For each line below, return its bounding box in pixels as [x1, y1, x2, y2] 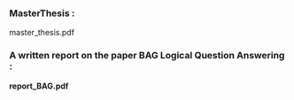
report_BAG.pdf [9, 81, 69, 91]
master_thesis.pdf [9, 27, 75, 38]
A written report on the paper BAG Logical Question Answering [9, 50, 285, 62]
